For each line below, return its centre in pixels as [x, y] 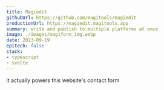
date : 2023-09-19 [28, 40]
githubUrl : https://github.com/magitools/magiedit [71, 18]
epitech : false [25, 46]
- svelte [17, 63]
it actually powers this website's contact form [63, 80]
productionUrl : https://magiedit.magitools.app [67, 23]
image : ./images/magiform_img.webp [51, 35]
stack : [15, 52]
